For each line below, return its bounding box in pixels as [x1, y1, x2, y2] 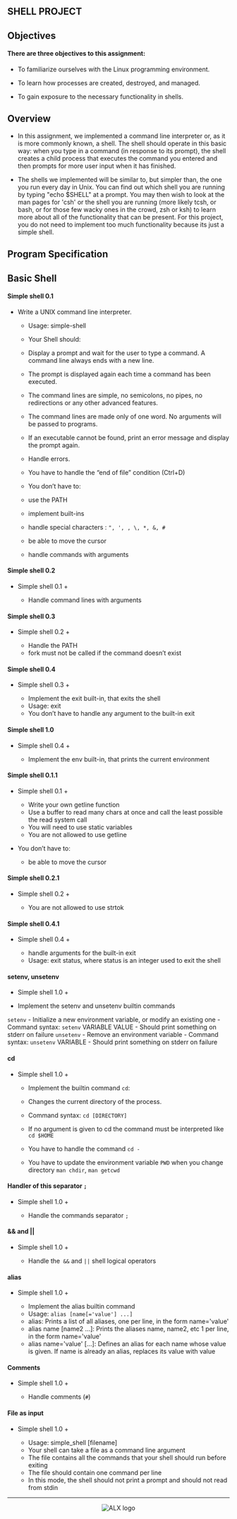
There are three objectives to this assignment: [7, 49, 146, 58]
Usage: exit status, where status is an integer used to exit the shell [28, 956, 221, 965]
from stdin [28, 1483, 59, 1491]
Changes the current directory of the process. [28, 1097, 162, 1105]
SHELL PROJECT [7, 6, 83, 18]
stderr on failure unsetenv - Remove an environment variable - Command [7, 1031, 219, 1039]
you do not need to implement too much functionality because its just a [17, 220, 224, 229]
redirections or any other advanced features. [28, 398, 159, 407]
